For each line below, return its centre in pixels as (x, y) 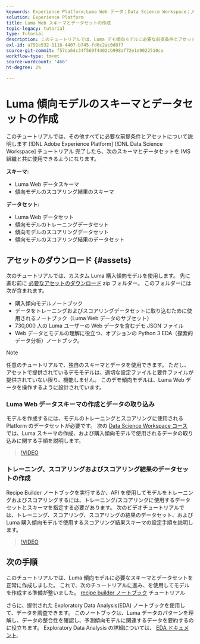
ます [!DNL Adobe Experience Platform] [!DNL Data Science (90, 144)
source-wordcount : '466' (37, 62)
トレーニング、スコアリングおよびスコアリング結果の (82, 470)
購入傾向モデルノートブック (49, 303)
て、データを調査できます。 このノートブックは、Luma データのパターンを (97, 612)
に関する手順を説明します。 (50, 441)
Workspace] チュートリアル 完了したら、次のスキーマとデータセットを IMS (98, 151)
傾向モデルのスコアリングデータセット (62, 232)
